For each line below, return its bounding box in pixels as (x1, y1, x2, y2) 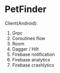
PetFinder (5, 4, 47, 15)
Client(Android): (5, 20, 38, 26)
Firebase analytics (12, 56, 50, 62)
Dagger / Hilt (12, 46, 39, 52)
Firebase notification (12, 51, 55, 57)
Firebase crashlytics (12, 62, 54, 68)
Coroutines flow (12, 35, 46, 41)
